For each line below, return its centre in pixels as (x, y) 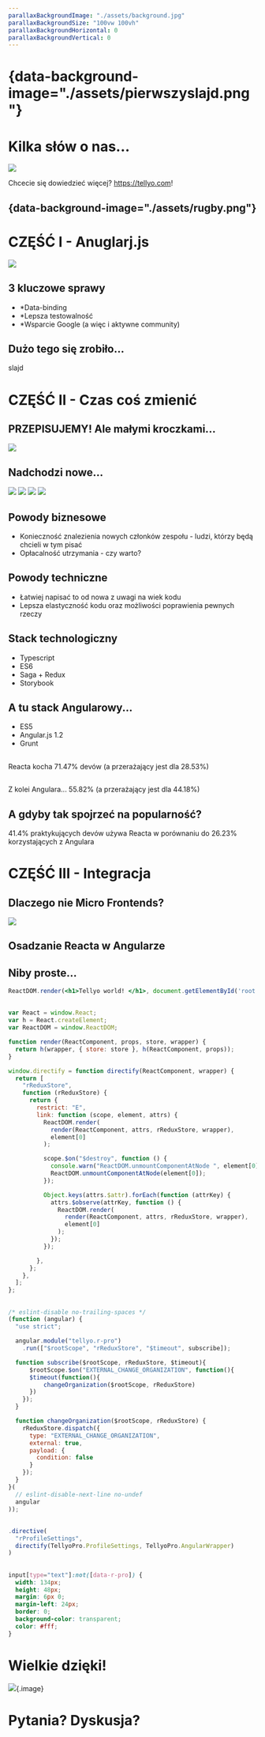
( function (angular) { (45, 1320)
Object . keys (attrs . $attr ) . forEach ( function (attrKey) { (137, 1195)
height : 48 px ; (38, 1590)
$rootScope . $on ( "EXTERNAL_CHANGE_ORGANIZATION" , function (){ (132, 1370)
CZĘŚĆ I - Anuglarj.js (79, 242)
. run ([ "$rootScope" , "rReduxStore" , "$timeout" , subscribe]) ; (127, 1349)
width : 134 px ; (38, 1582)
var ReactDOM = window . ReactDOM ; (63, 1028)
